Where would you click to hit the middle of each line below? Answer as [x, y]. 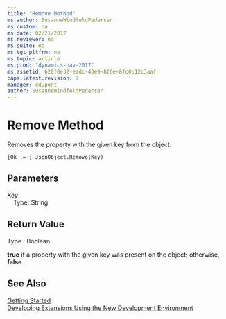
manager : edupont [32, 85]
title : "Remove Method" [42, 14]
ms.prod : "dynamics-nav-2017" [51, 65]
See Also [27, 284]
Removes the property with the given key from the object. [89, 145]
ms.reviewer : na [31, 40]
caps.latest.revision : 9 [43, 78]
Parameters [33, 179]
